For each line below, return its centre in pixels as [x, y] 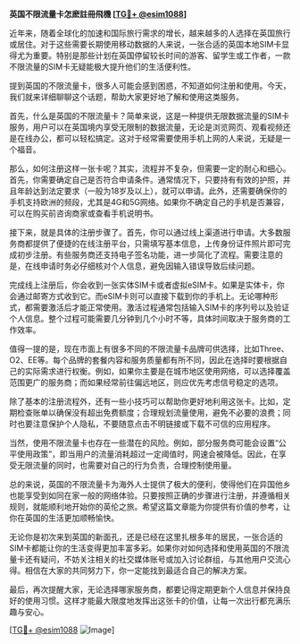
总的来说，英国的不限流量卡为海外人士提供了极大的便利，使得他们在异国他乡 [150, 484]
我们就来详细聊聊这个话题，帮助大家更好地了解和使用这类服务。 [126, 97]
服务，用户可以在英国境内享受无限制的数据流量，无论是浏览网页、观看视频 [146, 127]
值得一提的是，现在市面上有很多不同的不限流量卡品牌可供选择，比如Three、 [149, 349]
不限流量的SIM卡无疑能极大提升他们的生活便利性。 [103, 67]
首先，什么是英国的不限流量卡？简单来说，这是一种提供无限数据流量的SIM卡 [150, 116]
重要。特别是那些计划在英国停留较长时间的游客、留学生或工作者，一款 [162, 56]
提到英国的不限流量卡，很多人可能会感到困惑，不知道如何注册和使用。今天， [150, 86]
